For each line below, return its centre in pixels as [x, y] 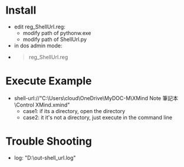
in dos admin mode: [38, 46]
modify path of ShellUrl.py [55, 39]
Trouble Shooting [49, 141]
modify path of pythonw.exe [57, 33]
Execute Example [49, 81]
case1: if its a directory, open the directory [74, 111]
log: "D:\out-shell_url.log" [45, 158]
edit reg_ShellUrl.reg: [40, 27]
